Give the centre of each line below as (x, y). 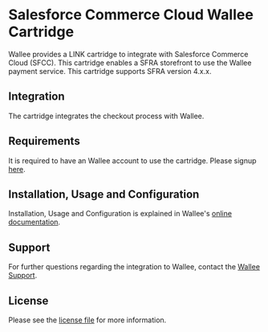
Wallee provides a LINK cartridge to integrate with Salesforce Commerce (128, 54)
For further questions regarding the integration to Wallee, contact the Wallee (134, 267)
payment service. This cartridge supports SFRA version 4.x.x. (110, 71)
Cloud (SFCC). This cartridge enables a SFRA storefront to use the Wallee (130, 63)
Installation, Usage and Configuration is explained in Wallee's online (120, 214)
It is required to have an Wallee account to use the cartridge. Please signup (132, 160)
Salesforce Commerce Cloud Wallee (131, 15)
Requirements (44, 141)
